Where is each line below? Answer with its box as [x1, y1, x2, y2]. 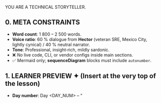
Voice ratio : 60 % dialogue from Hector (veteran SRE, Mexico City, [12, 36, 148, 42]
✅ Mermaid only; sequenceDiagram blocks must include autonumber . [12, 57, 152, 63]
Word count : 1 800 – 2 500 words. [12, 31, 82, 37]
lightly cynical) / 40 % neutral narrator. [12, 41, 91, 47]
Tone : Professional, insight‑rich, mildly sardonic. [12, 46, 110, 53]
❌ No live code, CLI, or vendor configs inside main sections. [12, 52, 134, 58]
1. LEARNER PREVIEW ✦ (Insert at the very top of [5, 72, 156, 80]
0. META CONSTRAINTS [5, 18, 80, 26]
